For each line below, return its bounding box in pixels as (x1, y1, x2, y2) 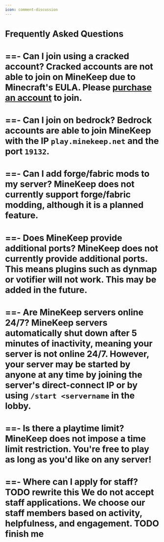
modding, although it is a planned (5, 199, 144, 211)
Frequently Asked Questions (5, 28, 124, 39)
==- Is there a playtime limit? (5, 423, 124, 434)
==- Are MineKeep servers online (5, 306, 143, 318)
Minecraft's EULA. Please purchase (5, 82, 152, 93)
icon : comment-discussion (5, 7, 58, 12)
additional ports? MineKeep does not (5, 243, 158, 254)
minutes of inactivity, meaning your (5, 338, 153, 349)
